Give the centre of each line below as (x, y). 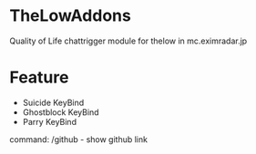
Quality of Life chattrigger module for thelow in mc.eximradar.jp (128, 41)
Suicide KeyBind (53, 102)
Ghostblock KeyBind (61, 112)
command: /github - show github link (79, 139)
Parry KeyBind (50, 121)
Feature (39, 77)
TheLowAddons (71, 16)
